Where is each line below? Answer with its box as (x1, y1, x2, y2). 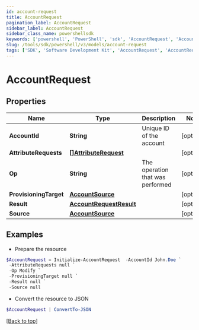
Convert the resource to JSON (14, 295, 89, 302)
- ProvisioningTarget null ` (8, 274, 78, 280)
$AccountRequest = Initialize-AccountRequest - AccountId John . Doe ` (6, 256, 182, 263)
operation (142, 166, 169, 174)
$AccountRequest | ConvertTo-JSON (6, 306, 92, 312)
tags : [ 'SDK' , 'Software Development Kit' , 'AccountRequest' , (6, 47, 163, 53)
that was (142, 173, 166, 181)
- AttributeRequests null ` (8, 262, 76, 268)
